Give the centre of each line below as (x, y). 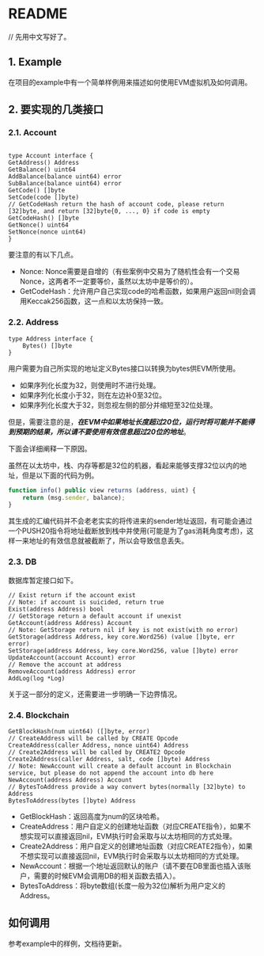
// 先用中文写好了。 (40, 36)
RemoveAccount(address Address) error (72, 671)
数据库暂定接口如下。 (43, 580)
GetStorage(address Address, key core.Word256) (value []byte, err (122, 637)
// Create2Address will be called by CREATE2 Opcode (97, 752)
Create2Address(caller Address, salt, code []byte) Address (109, 759)
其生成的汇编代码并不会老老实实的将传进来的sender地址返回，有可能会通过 (130, 521)
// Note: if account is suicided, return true (86, 602)
